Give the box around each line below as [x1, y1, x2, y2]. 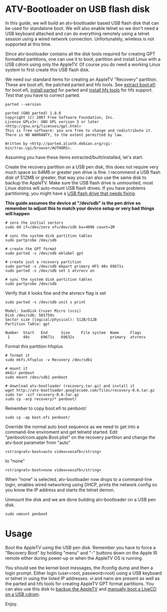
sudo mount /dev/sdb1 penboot [5, 375, 68, 380]
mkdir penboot [5, 370, 35, 375]
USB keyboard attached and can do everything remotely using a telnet [5, 30, 150, 36]
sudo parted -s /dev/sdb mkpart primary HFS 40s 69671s [5, 264, 124, 269]
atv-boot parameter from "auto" [5, 440, 71, 446]
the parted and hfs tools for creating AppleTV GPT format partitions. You [5, 581, 154, 587]
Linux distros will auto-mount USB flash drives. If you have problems [5, 185, 146, 191]
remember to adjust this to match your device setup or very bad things [5, 205, 155, 211]
